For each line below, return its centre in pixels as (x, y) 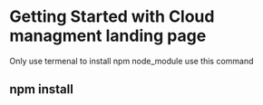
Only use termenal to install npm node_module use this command (131, 61)
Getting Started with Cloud (112, 17)
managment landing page (108, 36)
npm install (42, 89)
